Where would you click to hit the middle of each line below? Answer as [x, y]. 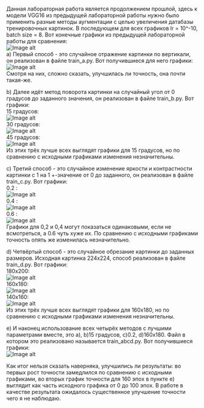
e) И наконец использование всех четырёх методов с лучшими [89, 328]
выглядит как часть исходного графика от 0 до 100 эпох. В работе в [95, 385]
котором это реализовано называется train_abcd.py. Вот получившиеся [100, 341]
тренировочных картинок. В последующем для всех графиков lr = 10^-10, [102, 28]
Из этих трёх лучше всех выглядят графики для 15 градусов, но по [93, 150]
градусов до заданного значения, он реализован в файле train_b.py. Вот [100, 98]
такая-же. [19, 80]
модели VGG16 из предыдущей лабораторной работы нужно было [93, 15]
